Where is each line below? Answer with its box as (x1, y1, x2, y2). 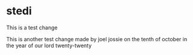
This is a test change (6, 24, 58, 31)
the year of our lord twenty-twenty (6, 42, 92, 49)
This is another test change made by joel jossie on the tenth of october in (6, 35, 188, 42)
